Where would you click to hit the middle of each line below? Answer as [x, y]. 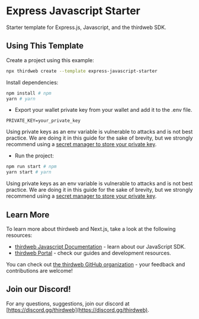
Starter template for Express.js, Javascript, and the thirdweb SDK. [86, 27]
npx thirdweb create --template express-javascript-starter [82, 71]
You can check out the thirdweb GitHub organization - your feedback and [96, 264]
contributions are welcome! [39, 270]
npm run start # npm [32, 167]
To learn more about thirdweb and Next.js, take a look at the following [91, 228]
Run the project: [34, 156]
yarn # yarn [21, 99]
